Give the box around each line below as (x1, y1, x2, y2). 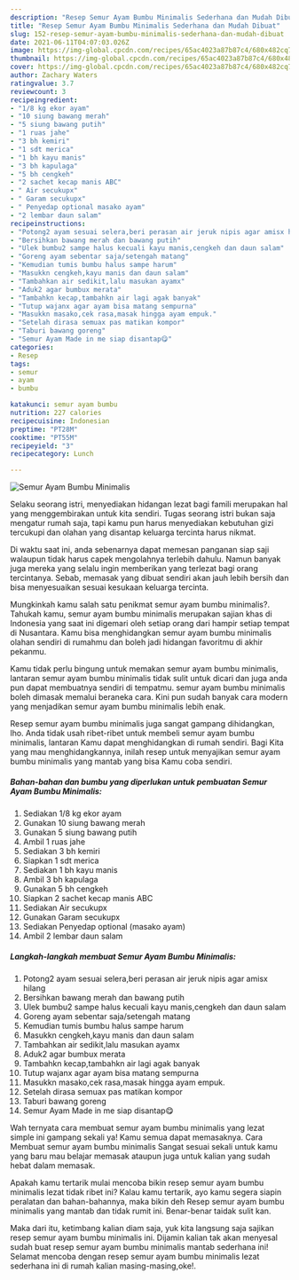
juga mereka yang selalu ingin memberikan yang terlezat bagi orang (10, 563, 258, 574)
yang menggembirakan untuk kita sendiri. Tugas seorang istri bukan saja (10, 508, 276, 519)
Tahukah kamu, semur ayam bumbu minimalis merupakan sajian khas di (10, 609, 273, 619)
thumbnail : (10, 54, 51, 63)
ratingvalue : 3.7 (10, 79, 75, 88)
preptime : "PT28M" (10, 425, 78, 434)
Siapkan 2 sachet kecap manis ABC (22, 893, 153, 904)
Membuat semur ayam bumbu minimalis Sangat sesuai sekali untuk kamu (10, 1142, 278, 1152)
